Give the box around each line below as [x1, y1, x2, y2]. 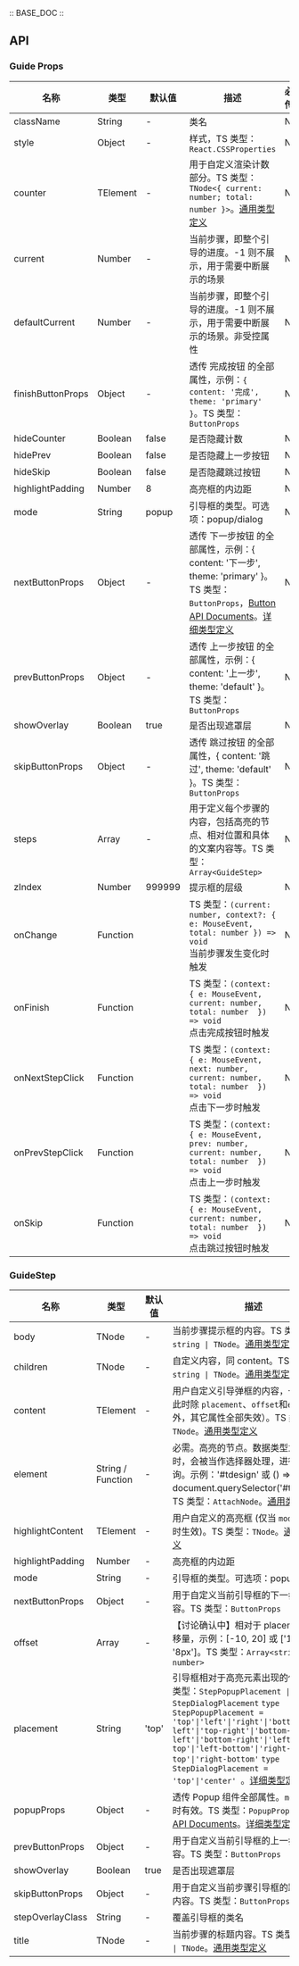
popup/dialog [206, 512, 263, 525]
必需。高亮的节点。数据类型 [172, 1441, 289, 1454]
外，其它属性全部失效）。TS [172, 1411, 287, 1423]
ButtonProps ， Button [189, 596, 276, 609]
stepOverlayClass [13, 1911, 88, 1923]
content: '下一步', [189, 556, 261, 569]
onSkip [13, 1216, 43, 1229]
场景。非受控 [206, 329, 261, 342]
